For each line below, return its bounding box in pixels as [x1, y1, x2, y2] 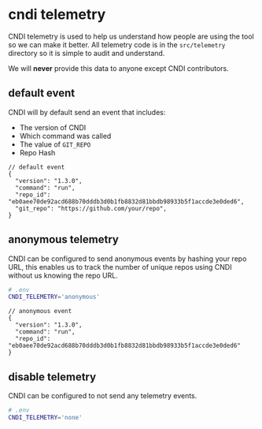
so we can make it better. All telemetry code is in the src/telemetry [8, 39, 226, 49]
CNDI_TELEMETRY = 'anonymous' [8, 293, 101, 301]
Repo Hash [19, 147, 56, 157]
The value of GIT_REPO [19, 140, 91, 149]
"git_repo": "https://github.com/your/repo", [15, 204, 168, 212]
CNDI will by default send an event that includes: [8, 107, 166, 117]
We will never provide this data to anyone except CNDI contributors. [8, 63, 230, 73]
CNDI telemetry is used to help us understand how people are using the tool [8, 32, 254, 41]
